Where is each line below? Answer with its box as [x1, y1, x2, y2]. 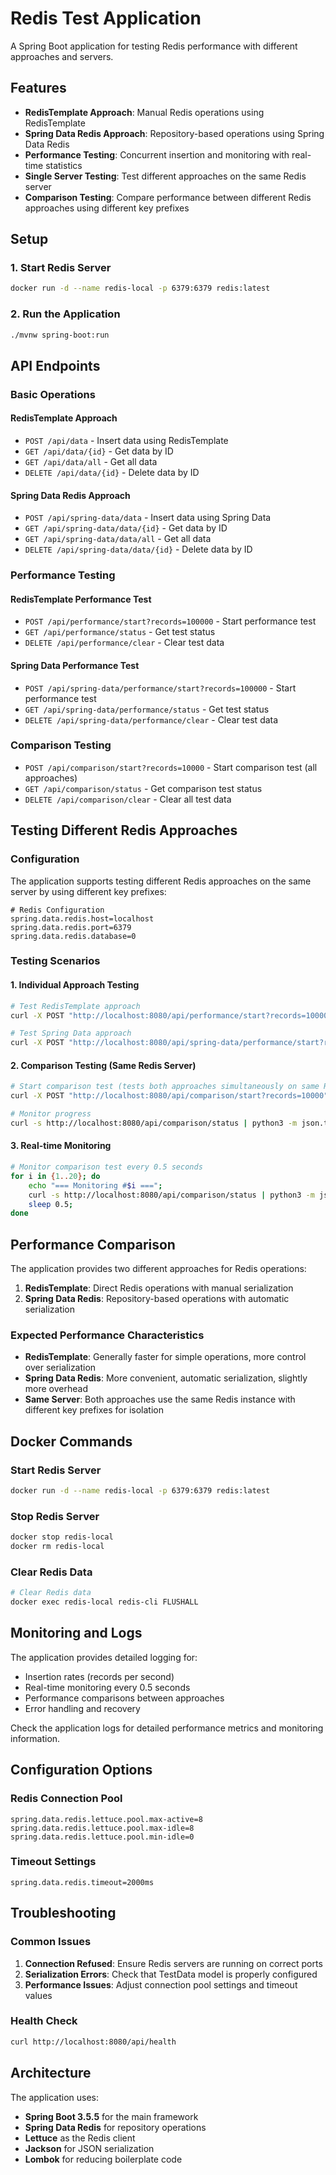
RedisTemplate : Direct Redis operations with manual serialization [24, 1282, 294, 1294]
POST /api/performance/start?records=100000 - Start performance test [24, 615, 317, 627]
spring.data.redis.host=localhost [10, 913, 155, 924]
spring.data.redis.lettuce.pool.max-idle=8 [10, 1823, 195, 1833]
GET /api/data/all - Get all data [24, 456, 158, 467]
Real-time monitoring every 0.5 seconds [24, 1681, 191, 1693]
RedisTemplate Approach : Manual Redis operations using [24, 106, 265, 118]
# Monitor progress [10, 1109, 92, 1119]
